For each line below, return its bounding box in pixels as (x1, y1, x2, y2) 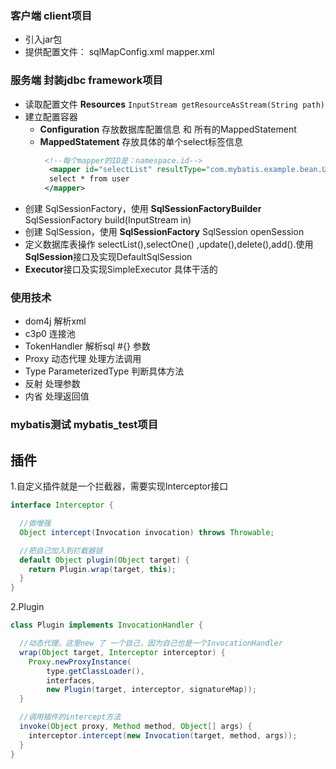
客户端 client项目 (10, 8, 93, 22)
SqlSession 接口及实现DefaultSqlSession (24, 251, 193, 263)
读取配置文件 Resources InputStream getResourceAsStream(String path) (24, 98, 325, 110)
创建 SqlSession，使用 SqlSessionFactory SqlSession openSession (24, 226, 305, 238)
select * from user (48, 174, 130, 184)
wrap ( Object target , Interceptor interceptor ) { (19, 647, 226, 657)
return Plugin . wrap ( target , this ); (28, 564, 177, 574)
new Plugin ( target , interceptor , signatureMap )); (46, 685, 257, 695)
